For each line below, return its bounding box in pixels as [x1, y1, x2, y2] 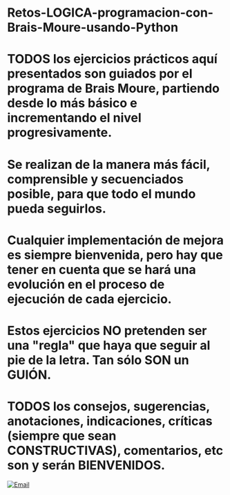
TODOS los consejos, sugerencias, [7, 399, 211, 415]
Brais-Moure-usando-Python [7, 19, 178, 35]
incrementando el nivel [7, 110, 142, 126]
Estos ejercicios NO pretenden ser [7, 323, 207, 339]
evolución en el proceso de [7, 276, 165, 292]
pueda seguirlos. [7, 201, 107, 216]
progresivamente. [7, 125, 113, 141]
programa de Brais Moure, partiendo [7, 81, 220, 96]
